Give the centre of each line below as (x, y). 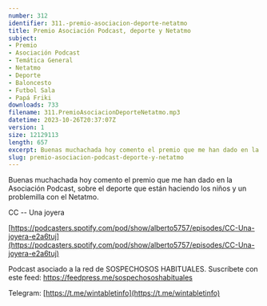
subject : (23, 38)
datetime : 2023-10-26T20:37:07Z (62, 120)
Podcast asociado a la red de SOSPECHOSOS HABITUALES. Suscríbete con (133, 269)
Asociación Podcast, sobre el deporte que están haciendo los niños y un (128, 188)
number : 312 (28, 16)
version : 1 (26, 127)
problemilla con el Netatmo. (54, 197)
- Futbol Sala (32, 90)
